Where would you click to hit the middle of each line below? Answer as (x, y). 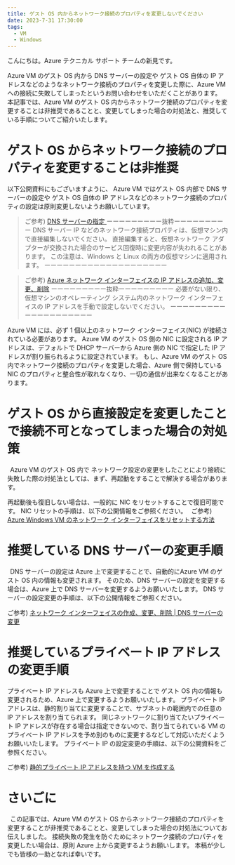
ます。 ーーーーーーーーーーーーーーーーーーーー (96, 265)
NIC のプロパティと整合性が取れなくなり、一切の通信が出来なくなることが (115, 374)
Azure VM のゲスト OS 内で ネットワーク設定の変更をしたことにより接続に (118, 470)
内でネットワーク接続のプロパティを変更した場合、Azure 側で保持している (115, 365)
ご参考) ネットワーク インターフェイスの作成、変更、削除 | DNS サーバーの (115, 612)
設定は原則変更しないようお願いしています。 (90, 206)
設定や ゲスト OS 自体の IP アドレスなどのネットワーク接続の (120, 198)
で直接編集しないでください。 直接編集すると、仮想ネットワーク (117, 239)
